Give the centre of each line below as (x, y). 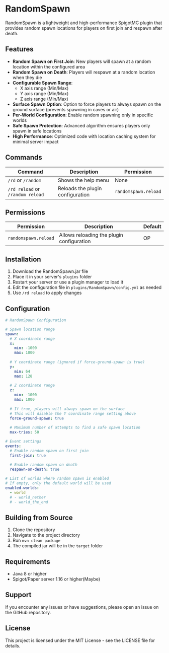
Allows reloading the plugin (91, 235)
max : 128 (23, 376)
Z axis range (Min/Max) (44, 99)
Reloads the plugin (80, 188)
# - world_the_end (29, 502)
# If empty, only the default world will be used (58, 483)
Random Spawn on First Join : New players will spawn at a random (82, 61)
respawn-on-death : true (34, 469)
